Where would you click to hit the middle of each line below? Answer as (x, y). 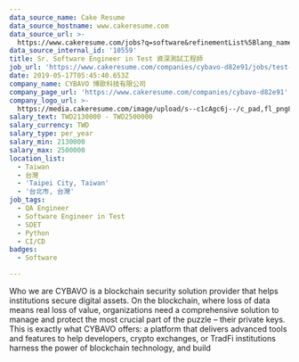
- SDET (29, 225)
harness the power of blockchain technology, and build (110, 348)
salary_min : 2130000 (48, 142)
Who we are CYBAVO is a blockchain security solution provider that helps (144, 291)
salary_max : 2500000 (48, 150)
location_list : (37, 158)
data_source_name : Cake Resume (67, 17)
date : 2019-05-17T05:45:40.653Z (69, 76)
